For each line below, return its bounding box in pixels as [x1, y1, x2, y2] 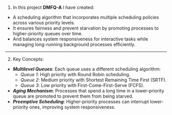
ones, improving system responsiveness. [29, 104, 116, 110]
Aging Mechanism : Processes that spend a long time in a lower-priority [12, 88, 165, 94]
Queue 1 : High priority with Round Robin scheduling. [20, 72, 131, 77]
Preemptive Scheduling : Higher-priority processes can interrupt [12, 99, 149, 104]
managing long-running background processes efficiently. [12, 41, 136, 48]
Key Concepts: [12, 56, 44, 62]
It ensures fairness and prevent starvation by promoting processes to [12, 25, 159, 31]
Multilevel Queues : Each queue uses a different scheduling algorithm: [12, 66, 161, 72]
